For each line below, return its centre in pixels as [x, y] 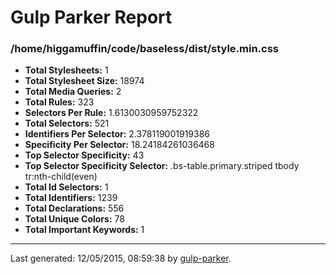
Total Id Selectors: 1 [66, 187]
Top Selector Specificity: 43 [84, 155]
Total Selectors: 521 [67, 123]
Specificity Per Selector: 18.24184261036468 [119, 145]
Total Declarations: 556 [74, 208]
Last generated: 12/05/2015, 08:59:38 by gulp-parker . [121, 258]
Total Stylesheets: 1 [66, 70]
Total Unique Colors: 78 [74, 219]
